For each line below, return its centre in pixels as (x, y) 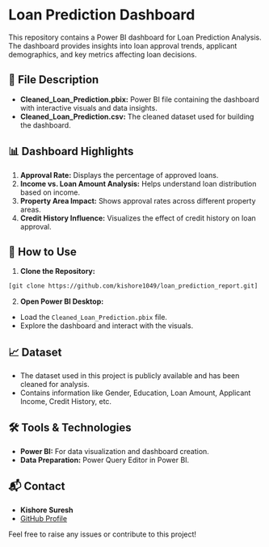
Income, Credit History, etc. (65, 402)
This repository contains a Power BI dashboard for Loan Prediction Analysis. (135, 37)
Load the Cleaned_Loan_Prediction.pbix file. (94, 318)
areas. (31, 209)
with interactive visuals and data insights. (88, 107)
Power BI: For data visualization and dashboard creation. (115, 451)
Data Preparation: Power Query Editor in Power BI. (105, 460)
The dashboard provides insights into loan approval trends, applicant (123, 45)
